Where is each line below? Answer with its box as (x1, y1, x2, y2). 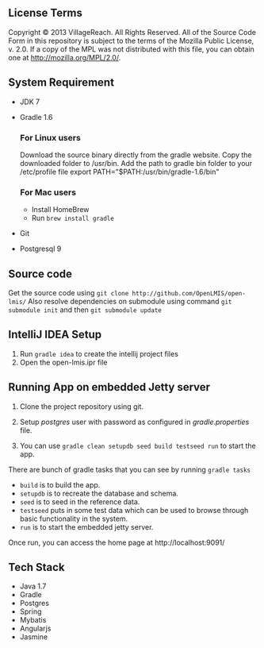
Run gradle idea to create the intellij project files (19, 349, 178, 358)
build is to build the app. (19, 480, 101, 489)
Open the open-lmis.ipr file (19, 357, 109, 367)
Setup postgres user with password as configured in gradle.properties (19, 417, 250, 426)
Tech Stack (8, 561, 65, 574)
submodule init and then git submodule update (8, 305, 163, 314)
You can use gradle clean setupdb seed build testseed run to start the (19, 441, 256, 450)
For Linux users (19, 132, 81, 143)
